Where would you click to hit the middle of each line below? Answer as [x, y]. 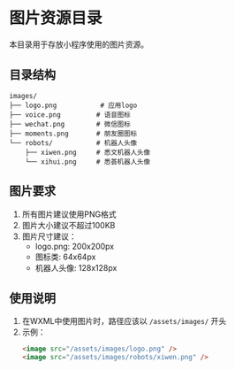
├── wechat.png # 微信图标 [70, 124]
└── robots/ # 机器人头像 [73, 143]
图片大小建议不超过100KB [68, 225]
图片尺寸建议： [49, 236]
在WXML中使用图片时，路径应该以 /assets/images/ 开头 [124, 321]
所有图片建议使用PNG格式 [69, 214]
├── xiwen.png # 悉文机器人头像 [88, 152]
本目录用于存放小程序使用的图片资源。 [79, 44]
